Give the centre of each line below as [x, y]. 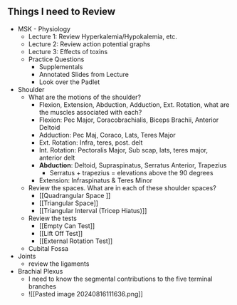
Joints [27, 256]
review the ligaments [59, 264]
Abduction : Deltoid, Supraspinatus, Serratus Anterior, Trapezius [133, 165]
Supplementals [61, 66]
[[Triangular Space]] [68, 203]
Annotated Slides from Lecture [84, 74]
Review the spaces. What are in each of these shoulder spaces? [122, 187]
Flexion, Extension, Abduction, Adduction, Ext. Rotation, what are [134, 104]
